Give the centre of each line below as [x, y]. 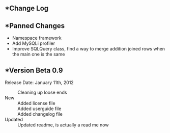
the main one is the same [38, 54]
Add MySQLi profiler [34, 43]
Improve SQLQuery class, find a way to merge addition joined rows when [89, 49]
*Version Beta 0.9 [34, 70]
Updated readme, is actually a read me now [63, 125]
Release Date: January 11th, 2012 [39, 83]
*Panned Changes [35, 26]
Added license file [36, 103]
